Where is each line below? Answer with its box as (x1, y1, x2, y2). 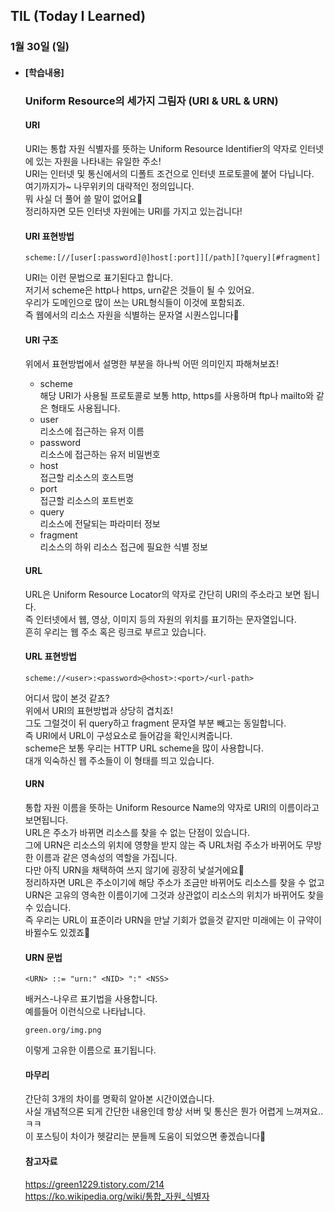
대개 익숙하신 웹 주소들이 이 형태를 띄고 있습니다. (24, 754, 215, 766)
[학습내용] (24, 66, 65, 78)
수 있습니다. (24, 902, 72, 914)
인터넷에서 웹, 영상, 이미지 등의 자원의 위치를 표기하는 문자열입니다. (35, 613, 297, 625)
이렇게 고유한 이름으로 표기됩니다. (24, 1044, 157, 1056)
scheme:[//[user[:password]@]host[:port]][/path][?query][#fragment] (24, 253, 322, 263)
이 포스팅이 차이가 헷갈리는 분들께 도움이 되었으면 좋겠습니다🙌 (24, 1130, 267, 1143)
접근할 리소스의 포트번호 (39, 495, 135, 507)
